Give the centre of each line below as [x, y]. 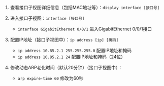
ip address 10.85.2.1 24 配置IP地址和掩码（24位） [72, 57]
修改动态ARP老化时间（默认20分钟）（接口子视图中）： [66, 68]
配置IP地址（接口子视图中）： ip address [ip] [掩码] [64, 40]
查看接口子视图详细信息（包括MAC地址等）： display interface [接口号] [85, 7]
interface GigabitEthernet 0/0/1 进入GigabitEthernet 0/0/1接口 [85, 29]
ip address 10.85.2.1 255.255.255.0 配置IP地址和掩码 [75, 50]
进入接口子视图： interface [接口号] [47, 18]
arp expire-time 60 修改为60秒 [51, 78]
